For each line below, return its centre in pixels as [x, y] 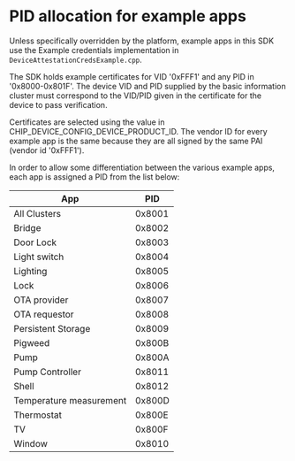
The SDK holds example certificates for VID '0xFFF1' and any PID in [132, 76]
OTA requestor [44, 314]
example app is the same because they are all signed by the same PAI [136, 141]
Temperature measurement [70, 400]
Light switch [39, 257]
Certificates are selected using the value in [87, 122]
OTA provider [41, 300]
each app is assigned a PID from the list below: [95, 177]
